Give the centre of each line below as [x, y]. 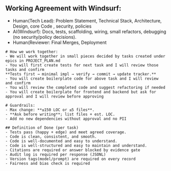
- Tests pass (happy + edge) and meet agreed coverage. [66, 132]
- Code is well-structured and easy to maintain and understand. [76, 145]
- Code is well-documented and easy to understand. [61, 141]
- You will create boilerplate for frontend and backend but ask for [81, 92]
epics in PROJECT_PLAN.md [33, 61]
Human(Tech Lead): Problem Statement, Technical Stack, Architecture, [87, 20]
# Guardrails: [20, 105]
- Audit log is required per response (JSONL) [56, 154]
